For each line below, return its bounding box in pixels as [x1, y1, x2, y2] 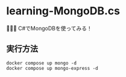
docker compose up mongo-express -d [6, 65, 98, 71]
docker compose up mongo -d [6, 60, 77, 66]
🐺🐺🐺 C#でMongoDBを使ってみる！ [6, 24, 92, 32]
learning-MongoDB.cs [6, 4, 121, 18]
